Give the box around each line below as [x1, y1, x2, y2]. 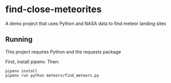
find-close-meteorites [5, 4, 102, 15]
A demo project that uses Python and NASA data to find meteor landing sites [5, 20, 166, 26]
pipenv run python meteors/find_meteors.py [5, 73, 100, 78]
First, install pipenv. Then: [5, 59, 60, 65]
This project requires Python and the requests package [5, 48, 121, 54]
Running [5, 35, 33, 44]
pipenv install [5, 68, 38, 73]
